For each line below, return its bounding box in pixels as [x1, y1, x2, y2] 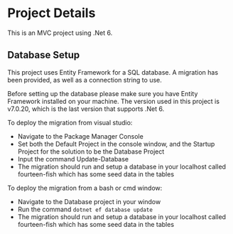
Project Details [7, 5, 96, 21]
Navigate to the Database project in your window [17, 197, 161, 206]
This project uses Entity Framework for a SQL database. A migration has [7, 68, 219, 76]
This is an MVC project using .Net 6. [7, 28, 113, 37]
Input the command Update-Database [17, 154, 129, 163]
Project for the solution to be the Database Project [17, 147, 165, 156]
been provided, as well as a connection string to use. [7, 75, 162, 84]
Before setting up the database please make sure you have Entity [7, 89, 198, 97]
